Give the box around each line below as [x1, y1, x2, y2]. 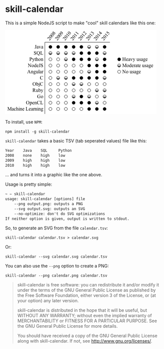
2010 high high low [5, 163, 65, 168]
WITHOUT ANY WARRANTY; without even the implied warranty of [17, 312, 152, 318]
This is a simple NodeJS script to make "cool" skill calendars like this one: [5, 20, 156, 26]
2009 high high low [5, 158, 65, 163]
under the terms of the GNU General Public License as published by [17, 287, 156, 293]
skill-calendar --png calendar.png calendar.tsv [5, 273, 108, 278]
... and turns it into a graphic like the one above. [5, 171, 103, 177]
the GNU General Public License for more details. [17, 323, 118, 329]
